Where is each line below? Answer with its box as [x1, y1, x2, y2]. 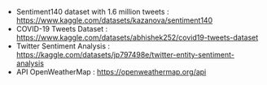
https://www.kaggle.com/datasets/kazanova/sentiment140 [15, 15, 213, 25]
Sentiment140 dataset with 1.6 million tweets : [15, 7, 169, 16]
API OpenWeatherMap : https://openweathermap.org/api [15, 67, 207, 76]
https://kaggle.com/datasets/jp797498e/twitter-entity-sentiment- [15, 50, 234, 59]
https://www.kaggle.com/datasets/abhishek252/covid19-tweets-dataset [15, 32, 259, 42]
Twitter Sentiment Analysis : [15, 41, 111, 51]
